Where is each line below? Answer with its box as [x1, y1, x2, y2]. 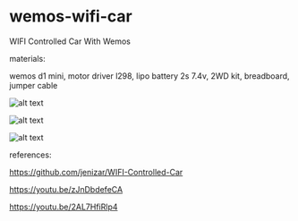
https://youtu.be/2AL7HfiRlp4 [9, 201, 118, 212]
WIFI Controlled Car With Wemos [9, 36, 132, 47]
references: [9, 149, 52, 160]
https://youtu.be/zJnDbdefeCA [9, 183, 123, 194]
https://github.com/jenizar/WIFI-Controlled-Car [9, 166, 183, 177]
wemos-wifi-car [9, 6, 132, 27]
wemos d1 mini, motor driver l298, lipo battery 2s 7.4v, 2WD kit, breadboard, [9, 70, 290, 81]
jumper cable [9, 80, 58, 90]
